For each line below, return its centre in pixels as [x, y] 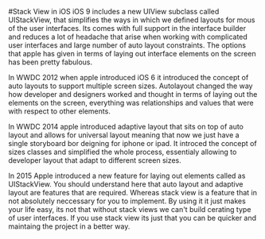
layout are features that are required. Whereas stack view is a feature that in [132, 193]
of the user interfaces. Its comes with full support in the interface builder [127, 28]
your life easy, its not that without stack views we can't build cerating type [130, 209]
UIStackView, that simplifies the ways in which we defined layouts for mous [132, 20]
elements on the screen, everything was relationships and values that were [131, 103]
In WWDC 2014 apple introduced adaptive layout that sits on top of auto [126, 127]
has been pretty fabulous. [51, 62]
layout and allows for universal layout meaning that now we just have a [124, 135]
